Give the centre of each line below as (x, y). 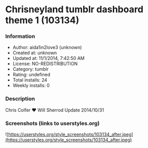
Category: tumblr (31, 69)
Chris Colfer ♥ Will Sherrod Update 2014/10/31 (55, 110)
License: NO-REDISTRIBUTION (45, 64)
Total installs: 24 (30, 80)
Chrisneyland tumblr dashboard (75, 9)
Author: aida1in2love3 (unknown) (47, 48)
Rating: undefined (31, 75)
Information (20, 36)
